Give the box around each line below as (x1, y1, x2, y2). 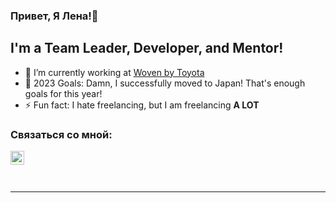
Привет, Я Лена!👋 (10, 9, 99, 23)
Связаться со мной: (10, 127, 113, 141)
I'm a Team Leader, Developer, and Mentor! (10, 40, 284, 57)
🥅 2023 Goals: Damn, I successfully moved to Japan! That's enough (24, 77, 306, 89)
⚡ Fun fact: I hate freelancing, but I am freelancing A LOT (24, 99, 260, 111)
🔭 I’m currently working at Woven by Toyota (24, 66, 205, 78)
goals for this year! (24, 87, 103, 99)
